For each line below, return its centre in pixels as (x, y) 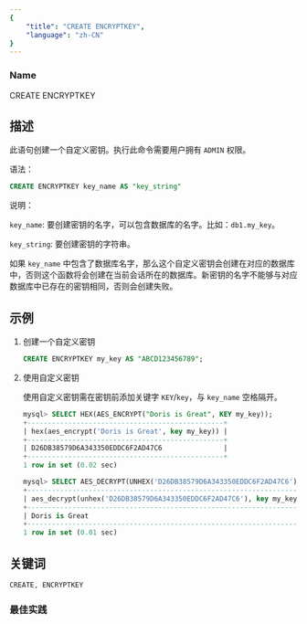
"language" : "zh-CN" (65, 35)
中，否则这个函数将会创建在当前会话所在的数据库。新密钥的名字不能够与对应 (153, 275)
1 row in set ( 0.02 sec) (70, 465)
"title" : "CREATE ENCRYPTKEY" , (85, 26)
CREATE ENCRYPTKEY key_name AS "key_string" (95, 187)
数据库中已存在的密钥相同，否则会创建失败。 (94, 286)
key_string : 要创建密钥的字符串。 (72, 244)
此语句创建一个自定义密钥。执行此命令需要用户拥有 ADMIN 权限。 (130, 150)
